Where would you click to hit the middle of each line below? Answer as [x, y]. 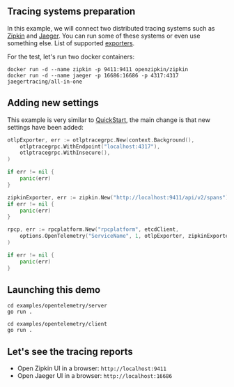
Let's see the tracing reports [70, 351]
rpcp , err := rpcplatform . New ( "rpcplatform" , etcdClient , [93, 229]
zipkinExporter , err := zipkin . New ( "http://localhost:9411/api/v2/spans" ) [118, 197]
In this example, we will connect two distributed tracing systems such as [111, 28]
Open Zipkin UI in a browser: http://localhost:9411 [92, 368]
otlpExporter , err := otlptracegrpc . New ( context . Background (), [101, 140]
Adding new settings [53, 103]
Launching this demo [54, 290]
